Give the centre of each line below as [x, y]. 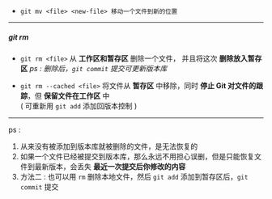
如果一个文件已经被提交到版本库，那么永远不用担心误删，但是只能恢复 [137, 156]
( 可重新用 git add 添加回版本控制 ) [79, 106]
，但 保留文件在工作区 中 [68, 95]
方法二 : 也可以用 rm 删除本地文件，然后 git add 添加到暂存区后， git [134, 176]
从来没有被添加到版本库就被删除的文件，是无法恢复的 [109, 146]
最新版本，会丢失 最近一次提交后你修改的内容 [110, 166]
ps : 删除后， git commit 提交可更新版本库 [98, 68]
